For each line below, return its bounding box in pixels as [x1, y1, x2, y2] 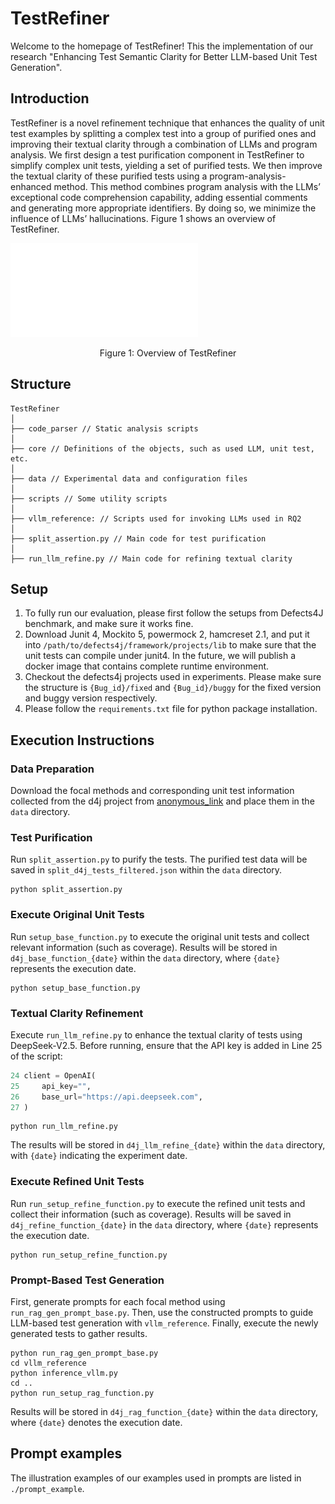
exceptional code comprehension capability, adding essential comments [10, 191, 308, 203]
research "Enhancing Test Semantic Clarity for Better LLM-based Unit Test [10, 50, 318, 62]
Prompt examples [10, 1445, 123, 1462]
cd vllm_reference [10, 1358, 87, 1369]
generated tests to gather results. [10, 1328, 148, 1340]
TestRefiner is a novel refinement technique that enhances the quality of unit [10, 117, 325, 129]
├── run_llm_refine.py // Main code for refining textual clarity [10, 553, 293, 564]
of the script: [10, 1050, 63, 1062]
